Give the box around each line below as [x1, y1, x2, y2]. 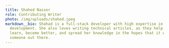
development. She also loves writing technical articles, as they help [10, 26, 163, 31]
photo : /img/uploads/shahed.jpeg [5, 16, 75, 21]
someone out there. [10, 35, 51, 40]
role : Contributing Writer [5, 12, 62, 17]
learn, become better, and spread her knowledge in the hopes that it [10, 30, 161, 35]
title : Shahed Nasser [5, 7, 51, 12]
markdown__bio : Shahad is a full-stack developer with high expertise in [5, 21, 163, 26]
